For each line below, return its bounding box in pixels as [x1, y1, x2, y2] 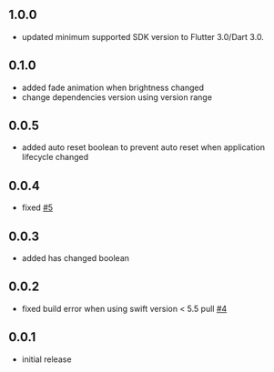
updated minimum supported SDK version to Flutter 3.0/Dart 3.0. [21, 31, 265, 42]
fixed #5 [21, 202, 54, 213]
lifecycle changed [21, 152, 89, 163]
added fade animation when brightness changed [21, 82, 204, 93]
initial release [21, 354, 72, 365]
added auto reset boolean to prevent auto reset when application [21, 142, 266, 153]
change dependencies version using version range [21, 91, 213, 103]
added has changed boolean [21, 253, 129, 264]
